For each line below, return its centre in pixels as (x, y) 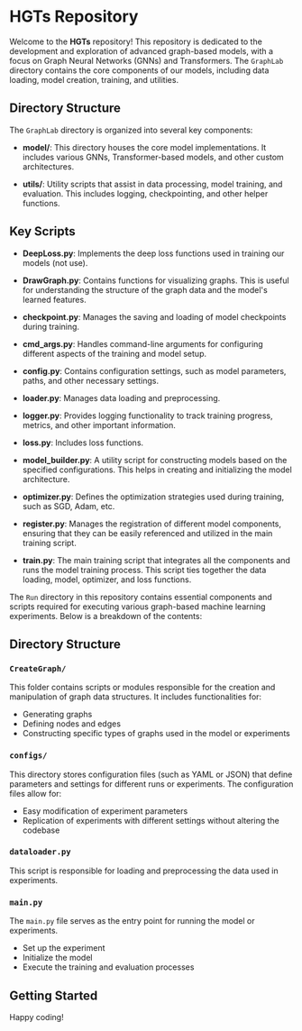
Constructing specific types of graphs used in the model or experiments (156, 734)
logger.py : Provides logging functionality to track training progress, (147, 415)
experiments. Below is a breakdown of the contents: (106, 616)
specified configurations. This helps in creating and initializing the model (157, 470)
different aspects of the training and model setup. (114, 353)
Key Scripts (42, 232)
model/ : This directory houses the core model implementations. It (144, 147)
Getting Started (54, 995)
